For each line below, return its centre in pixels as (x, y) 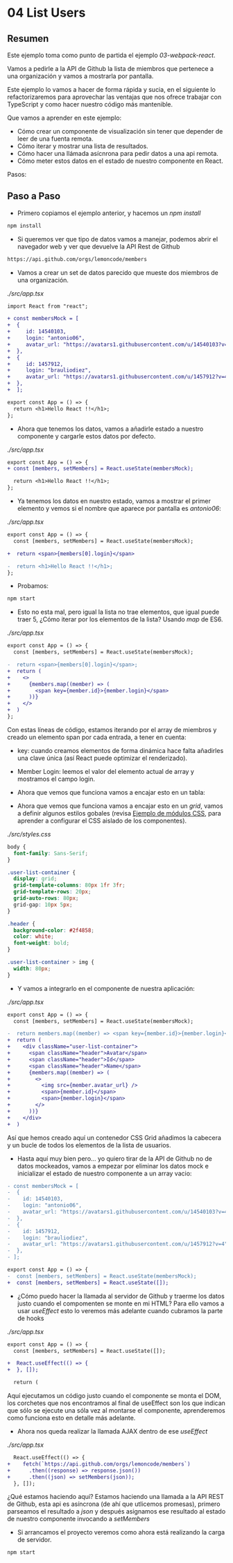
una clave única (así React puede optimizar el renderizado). (102, 758)
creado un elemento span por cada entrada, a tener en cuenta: (97, 737)
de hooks (31, 1318)
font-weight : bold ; (42, 943)
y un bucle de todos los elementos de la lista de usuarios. (89, 1145)
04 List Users (46, 13)
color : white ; (34, 937)
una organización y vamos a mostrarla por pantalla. (80, 76)
